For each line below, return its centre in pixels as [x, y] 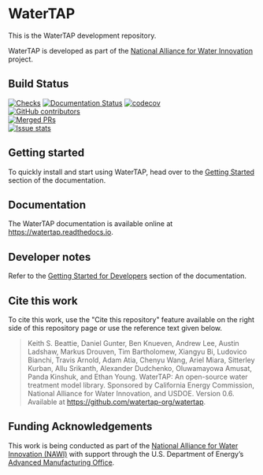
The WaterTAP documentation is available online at [91, 224]
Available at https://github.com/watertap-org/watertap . [117, 402]
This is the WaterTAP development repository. [82, 35]
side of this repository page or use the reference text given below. [115, 328]
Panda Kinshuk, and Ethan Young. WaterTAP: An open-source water [137, 377]
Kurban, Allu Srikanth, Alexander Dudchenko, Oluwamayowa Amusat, [140, 368]
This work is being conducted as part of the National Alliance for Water [123, 445]
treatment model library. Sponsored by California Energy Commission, [141, 385]
